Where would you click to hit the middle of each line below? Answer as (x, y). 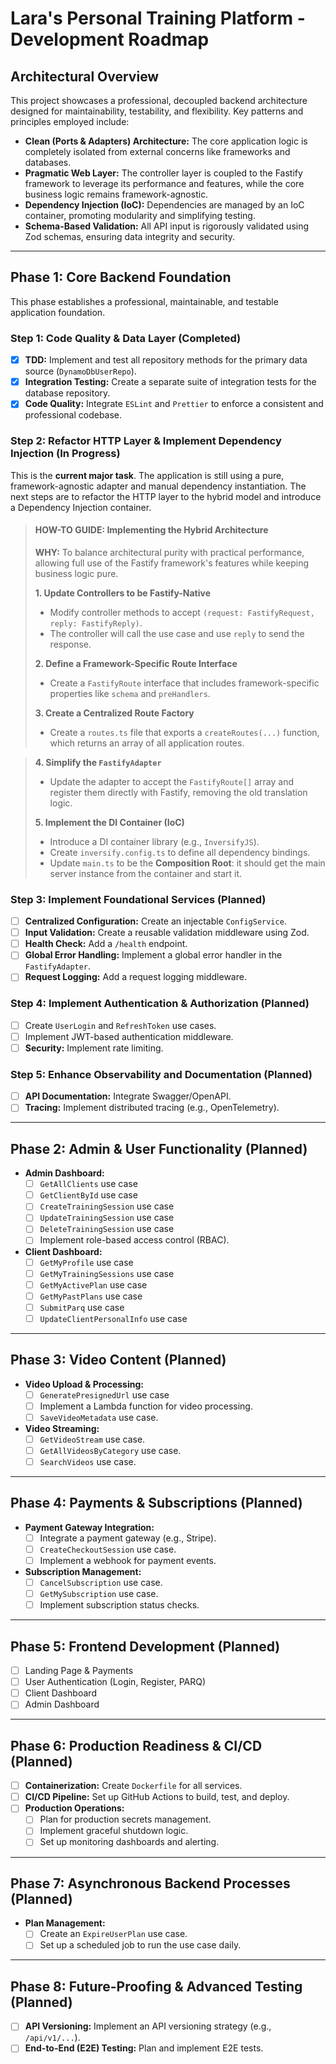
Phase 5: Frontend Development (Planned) (145, 1646)
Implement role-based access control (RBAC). (134, 1240)
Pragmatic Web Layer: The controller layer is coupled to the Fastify (163, 173)
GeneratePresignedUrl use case (104, 1394)
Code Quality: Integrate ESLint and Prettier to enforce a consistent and (174, 404)
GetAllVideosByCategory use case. (110, 1450)
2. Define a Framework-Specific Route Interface (136, 663)
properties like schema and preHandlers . (130, 693)
